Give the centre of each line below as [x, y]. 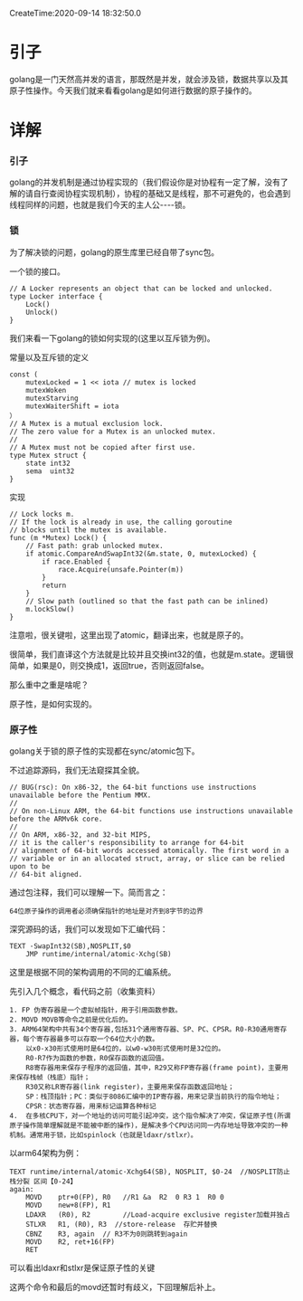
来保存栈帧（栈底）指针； [50, 1078]
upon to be [30, 867]
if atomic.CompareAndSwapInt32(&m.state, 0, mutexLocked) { [141, 554]
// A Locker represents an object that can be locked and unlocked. [141, 289]
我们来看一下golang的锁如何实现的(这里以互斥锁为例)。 [112, 337]
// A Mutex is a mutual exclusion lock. [87, 423]
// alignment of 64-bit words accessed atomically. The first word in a [149, 851]
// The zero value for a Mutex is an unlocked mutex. [113, 432]
